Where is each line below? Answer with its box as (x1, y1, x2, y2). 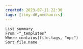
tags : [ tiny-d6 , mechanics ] (5, 12, 63, 17)
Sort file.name (5, 39, 38, 45)
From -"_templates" (5, 31, 47, 36)
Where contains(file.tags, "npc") (5, 35, 79, 40)
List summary (5, 26, 33, 31)
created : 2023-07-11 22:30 (5, 7, 63, 13)
